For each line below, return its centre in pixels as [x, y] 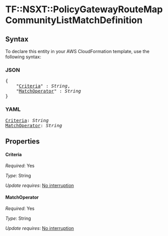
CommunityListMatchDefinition [74, 20]
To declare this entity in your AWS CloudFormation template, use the [77, 51]
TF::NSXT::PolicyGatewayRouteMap [84, 9]
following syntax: [23, 57]
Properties [23, 141]
